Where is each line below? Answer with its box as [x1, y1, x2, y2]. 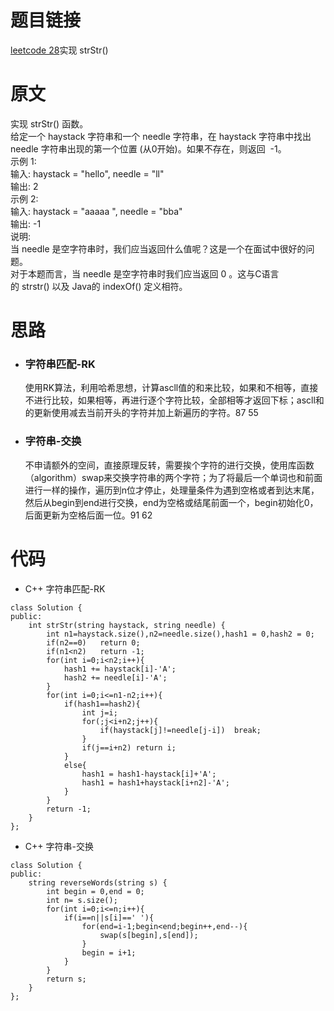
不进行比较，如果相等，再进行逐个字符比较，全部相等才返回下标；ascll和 [24, 394, 325, 406]
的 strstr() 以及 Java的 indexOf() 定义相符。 [10, 280, 188, 292]
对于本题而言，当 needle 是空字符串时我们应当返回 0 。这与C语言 [10, 267, 280, 280]
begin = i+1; [81, 947, 137, 958]
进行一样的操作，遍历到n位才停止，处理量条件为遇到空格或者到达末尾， [24, 484, 320, 496]
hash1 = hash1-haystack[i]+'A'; [81, 769, 217, 779]
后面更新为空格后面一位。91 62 [24, 509, 153, 521]
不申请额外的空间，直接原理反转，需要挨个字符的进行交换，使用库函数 [24, 459, 315, 471]
